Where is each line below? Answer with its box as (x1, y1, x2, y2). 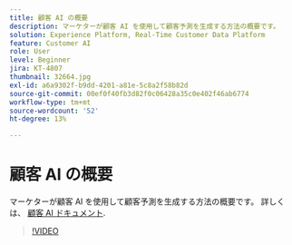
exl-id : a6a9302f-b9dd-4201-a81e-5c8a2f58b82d (9, 81, 189, 90)
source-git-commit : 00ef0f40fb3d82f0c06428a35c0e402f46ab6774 (9, 89, 249, 98)
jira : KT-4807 (9, 64, 63, 73)
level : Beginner (9, 55, 71, 64)
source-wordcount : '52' (9, 106, 100, 115)
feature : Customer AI (9, 38, 92, 48)
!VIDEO (31, 226, 59, 237)
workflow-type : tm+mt (9, 97, 92, 107)
